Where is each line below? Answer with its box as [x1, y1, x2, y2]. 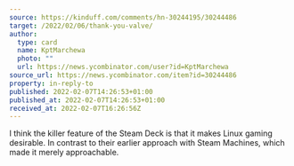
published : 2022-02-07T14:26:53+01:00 [9, 87, 153, 96]
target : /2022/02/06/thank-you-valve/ [9, 21, 153, 30]
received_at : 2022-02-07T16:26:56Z [9, 104, 142, 113]
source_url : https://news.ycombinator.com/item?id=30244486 [9, 71, 238, 80]
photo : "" [17, 54, 53, 63]
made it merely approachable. [9, 147, 119, 158]
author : [9, 29, 38, 38]
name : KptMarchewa [17, 46, 86, 55]
